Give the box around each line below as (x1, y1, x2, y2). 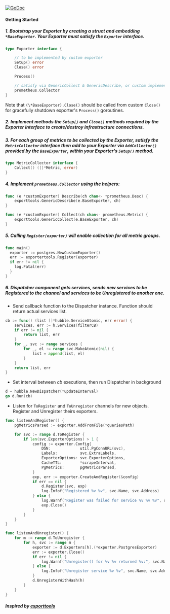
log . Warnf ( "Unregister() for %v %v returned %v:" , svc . (41, 559, 162, 564)
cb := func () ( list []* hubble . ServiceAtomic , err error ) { (5, 318, 133, 323)
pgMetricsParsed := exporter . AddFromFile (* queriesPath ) (14, 423, 135, 428)
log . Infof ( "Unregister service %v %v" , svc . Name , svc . (41, 568, 159, 573)
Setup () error (14, 60, 44, 65)
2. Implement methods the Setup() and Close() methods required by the (5, 119, 159, 125)
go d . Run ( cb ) (5, 394, 33, 399)
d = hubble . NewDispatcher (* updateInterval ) (5, 389, 99, 394)
